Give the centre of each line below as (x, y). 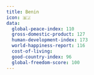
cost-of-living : (32, 51)
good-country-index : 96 (42, 57)
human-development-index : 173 (50, 40)
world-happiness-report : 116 (49, 46)
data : (13, 23)
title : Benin (23, 12)
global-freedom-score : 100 (46, 62)
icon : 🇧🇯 (19, 18)
